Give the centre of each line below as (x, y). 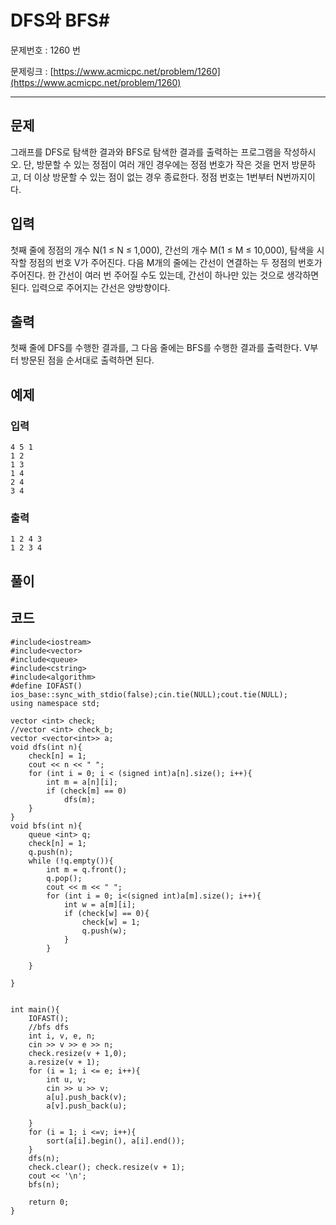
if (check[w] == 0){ (106, 913)
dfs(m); (80, 799)
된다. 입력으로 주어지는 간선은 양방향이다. (90, 287)
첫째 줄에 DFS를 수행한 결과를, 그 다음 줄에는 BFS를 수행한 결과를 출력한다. (156, 348)
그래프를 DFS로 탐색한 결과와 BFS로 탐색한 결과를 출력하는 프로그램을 (146, 152)
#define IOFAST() (46, 686)
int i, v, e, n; (62, 1036)
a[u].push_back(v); (87, 1097)
